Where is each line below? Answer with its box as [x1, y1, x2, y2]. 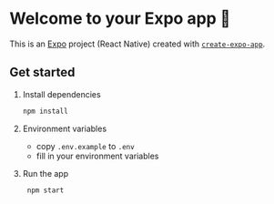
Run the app [22, 168, 69, 178]
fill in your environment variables [36, 150, 159, 161]
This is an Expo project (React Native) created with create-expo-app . [9, 38, 266, 49]
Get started [9, 65, 76, 80]
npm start [26, 186, 65, 195]
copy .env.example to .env [36, 140, 135, 151]
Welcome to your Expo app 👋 [9, 8, 231, 29]
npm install [22, 107, 68, 116]
